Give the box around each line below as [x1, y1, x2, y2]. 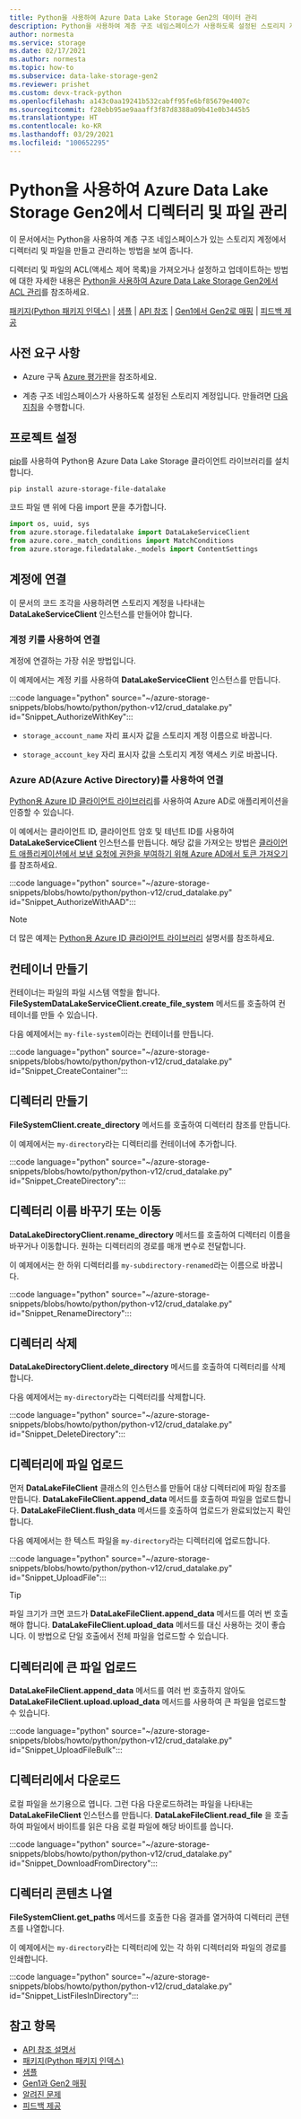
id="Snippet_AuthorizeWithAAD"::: [9, 897, 136, 908]
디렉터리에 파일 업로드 [9, 1456, 124, 1473]
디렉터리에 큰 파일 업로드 [9, 1659, 137, 1675]
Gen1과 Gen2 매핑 [21, 2078, 87, 2088]
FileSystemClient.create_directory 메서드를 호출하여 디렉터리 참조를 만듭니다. [9, 1119, 291, 1130]
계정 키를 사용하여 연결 [9, 633, 101, 646]
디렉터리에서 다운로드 [9, 1772, 121, 1788]
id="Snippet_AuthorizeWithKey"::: [9, 711, 133, 722]
